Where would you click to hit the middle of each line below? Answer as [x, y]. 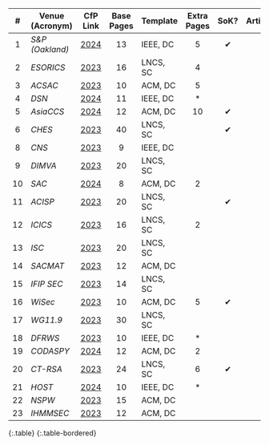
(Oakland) [50, 49]
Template [160, 21]
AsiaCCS [48, 111]
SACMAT [48, 266]
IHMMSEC [50, 413]
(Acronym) [52, 26]
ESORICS [48, 67]
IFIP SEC [47, 284]
